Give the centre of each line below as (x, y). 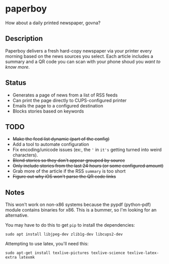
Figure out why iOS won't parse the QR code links (64, 177)
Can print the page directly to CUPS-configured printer (70, 100)
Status (16, 83)
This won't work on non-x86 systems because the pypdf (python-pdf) (78, 204)
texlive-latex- (143, 253)
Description (24, 39)
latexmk (27, 257)
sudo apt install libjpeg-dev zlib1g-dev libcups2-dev (64, 234)
